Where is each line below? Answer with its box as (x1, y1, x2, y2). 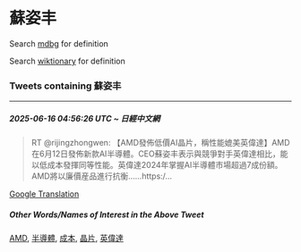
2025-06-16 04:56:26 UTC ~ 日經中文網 (9, 113, 160, 123)
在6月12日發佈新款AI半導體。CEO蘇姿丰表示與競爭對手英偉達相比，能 (30, 148, 288, 159)
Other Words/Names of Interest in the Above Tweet (9, 209, 204, 220)
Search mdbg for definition (9, 38, 109, 49)
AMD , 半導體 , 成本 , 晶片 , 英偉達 (9, 233, 124, 244)
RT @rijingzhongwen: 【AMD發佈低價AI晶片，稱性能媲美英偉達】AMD (30, 138, 290, 148)
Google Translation (9, 189, 80, 199)
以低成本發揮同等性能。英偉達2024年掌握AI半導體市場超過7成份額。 (30, 160, 283, 171)
